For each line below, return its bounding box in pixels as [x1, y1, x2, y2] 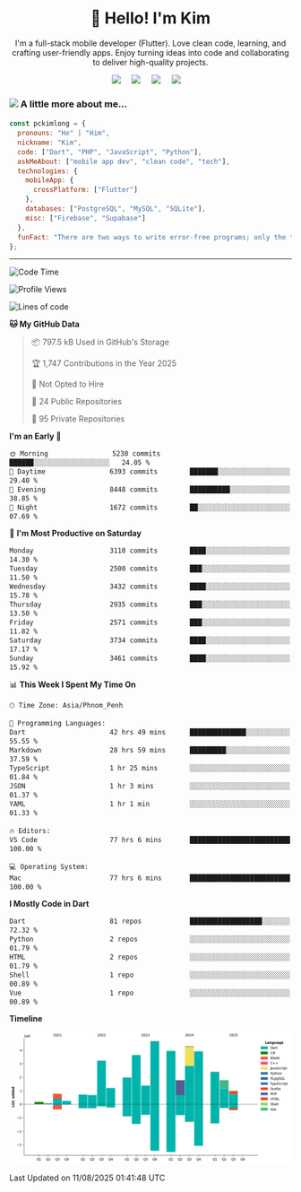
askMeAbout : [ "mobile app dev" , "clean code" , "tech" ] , [17, 157, 230, 166]
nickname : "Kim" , [17, 138, 82, 147]
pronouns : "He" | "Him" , [17, 129, 110, 138]
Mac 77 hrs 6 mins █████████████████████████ [9, 874, 291, 883]
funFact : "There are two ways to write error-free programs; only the [17, 232, 287, 241]
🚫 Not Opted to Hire [30, 378, 105, 389]
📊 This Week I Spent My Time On [9, 679, 136, 690]
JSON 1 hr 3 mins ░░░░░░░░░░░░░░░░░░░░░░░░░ [9, 782, 291, 791]
